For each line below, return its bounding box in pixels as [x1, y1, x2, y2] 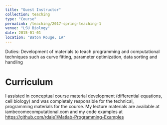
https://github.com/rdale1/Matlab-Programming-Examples [5, 114, 124, 120]
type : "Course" [5, 16, 37, 21]
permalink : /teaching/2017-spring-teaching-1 [5, 21, 101, 26]
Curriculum [5, 76, 53, 88]
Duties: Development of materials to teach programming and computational [5, 48, 160, 55]
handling [5, 59, 23, 65]
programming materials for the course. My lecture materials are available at [5, 103, 160, 109]
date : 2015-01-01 [5, 30, 41, 35]
